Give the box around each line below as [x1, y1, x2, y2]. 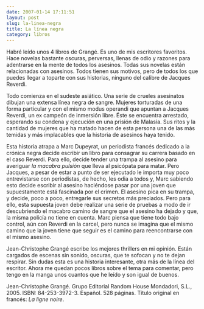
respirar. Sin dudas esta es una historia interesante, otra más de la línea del [6, 258, 195, 265]
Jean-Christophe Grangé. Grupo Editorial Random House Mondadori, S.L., [6, 283, 192, 290]
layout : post [6, 15, 40, 21]
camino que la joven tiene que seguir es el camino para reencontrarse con [6, 227, 193, 234]
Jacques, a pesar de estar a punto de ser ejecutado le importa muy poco [6, 168, 189, 176]
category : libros [6, 32, 51, 38]
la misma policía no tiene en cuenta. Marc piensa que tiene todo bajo [6, 214, 179, 221]
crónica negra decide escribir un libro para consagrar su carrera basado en [6, 150, 195, 157]
